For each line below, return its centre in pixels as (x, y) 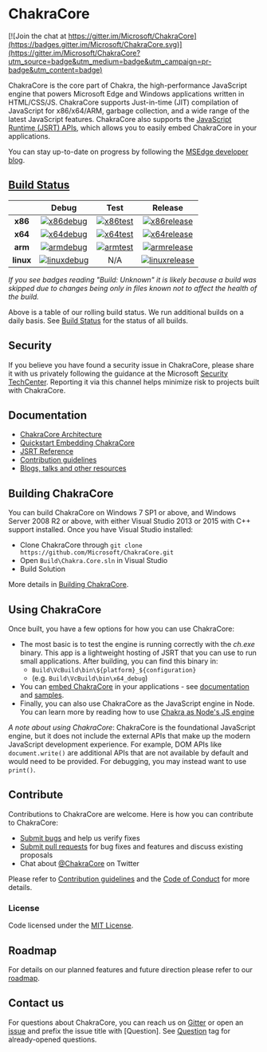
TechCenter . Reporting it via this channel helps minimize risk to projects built (134, 382)
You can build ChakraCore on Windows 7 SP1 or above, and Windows (122, 513)
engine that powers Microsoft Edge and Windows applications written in (126, 93)
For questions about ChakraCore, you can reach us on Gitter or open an (126, 1022)
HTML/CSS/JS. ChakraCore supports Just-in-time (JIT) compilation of (124, 102)
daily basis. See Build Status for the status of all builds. (98, 321)
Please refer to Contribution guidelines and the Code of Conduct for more (129, 879)
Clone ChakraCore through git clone (81, 545)
